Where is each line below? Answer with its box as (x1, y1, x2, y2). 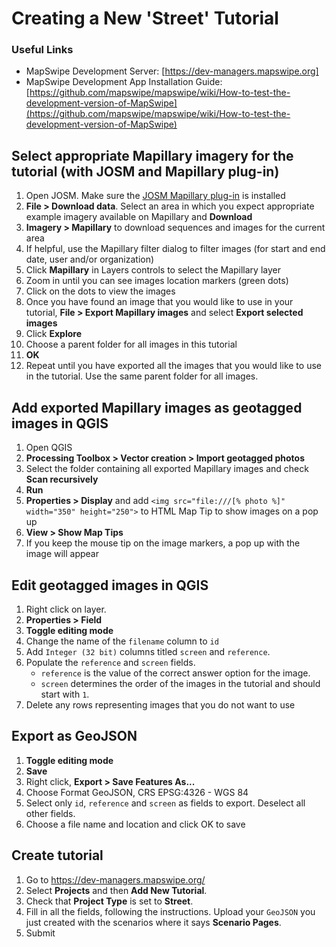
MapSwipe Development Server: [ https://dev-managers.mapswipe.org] (25, 65, 319, 77)
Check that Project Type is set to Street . (25, 895, 194, 907)
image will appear (25, 548, 100, 560)
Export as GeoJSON (11, 728, 138, 745)
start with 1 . (40, 688, 90, 700)
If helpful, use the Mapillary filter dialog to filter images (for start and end (25, 243, 326, 255)
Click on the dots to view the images (25, 285, 176, 297)
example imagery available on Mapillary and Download (25, 211, 253, 223)
